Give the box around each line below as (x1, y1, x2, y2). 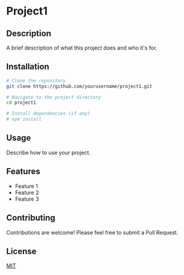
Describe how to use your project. (6, 149, 91, 156)
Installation (6, 62, 49, 72)
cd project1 (6, 100, 36, 106)
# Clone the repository (6, 77, 66, 84)
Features (6, 166, 40, 177)
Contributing (6, 213, 56, 223)
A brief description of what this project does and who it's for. (6, 44, 157, 51)
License (6, 246, 37, 256)
